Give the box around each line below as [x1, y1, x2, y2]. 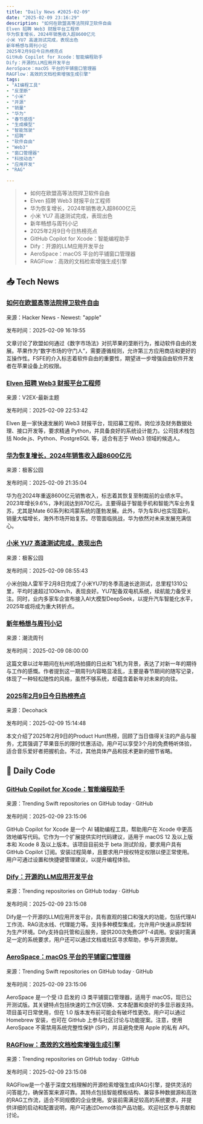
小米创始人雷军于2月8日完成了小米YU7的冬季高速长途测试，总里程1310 [6, 580, 182, 587]
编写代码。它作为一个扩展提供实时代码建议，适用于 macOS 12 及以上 [16, 833, 188, 840]
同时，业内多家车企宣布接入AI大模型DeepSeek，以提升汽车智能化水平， [16, 595, 196, 602]
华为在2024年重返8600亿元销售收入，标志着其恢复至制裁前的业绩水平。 [6, 492, 186, 499]
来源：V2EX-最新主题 [6, 394, 60, 401]
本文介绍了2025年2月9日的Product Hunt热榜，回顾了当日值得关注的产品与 [6, 732, 192, 740]
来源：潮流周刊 [6, 634, 43, 641]
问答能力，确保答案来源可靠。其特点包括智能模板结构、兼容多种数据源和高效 [6, 1088, 197, 1095]
